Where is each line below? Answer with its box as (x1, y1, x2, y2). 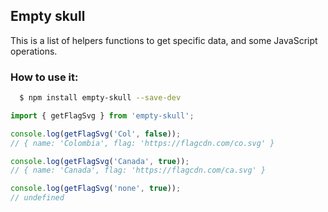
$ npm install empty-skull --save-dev (19, 93, 182, 103)
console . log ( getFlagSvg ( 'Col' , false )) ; (10, 129, 182, 139)
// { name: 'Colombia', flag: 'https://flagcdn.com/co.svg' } (10, 138, 275, 148)
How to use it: (10, 70, 79, 84)
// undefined (10, 193, 65, 203)
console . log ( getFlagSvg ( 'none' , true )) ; (10, 184, 182, 194)
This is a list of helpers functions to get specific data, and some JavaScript (10, 34, 318, 46)
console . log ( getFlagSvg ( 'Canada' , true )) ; (10, 156, 190, 166)
